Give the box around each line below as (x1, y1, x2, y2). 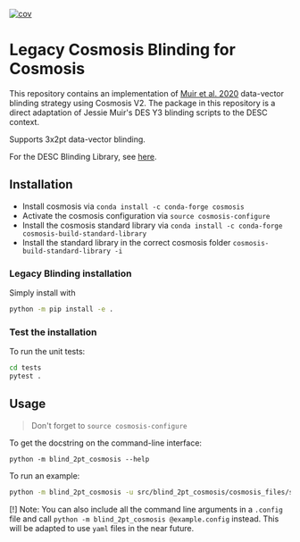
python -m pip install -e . (9, 304, 114, 314)
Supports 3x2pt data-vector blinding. (9, 134, 146, 145)
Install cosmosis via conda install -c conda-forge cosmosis (21, 201, 245, 212)
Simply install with (9, 288, 76, 298)
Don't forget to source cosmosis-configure (30, 420, 187, 430)
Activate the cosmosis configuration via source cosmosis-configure (21, 210, 271, 221)
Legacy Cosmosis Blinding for (9, 40, 237, 60)
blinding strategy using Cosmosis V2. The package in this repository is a (9, 97, 276, 108)
